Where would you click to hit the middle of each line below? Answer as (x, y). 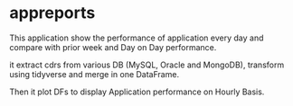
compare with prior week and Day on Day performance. (113, 47)
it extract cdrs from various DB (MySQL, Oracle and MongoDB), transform (147, 65)
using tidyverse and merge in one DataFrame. (94, 74)
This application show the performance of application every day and (137, 38)
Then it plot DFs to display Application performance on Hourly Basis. (137, 92)
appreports (52, 13)
